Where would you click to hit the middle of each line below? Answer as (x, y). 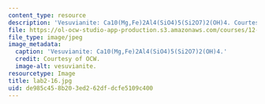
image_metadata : (35, 45)
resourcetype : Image (42, 74)
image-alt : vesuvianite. (56, 66)
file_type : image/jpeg (45, 37)
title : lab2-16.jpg (40, 81)
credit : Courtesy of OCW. (58, 59)
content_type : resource (47, 15)
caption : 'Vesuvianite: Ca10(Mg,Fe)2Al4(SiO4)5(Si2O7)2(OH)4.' (121, 52)
